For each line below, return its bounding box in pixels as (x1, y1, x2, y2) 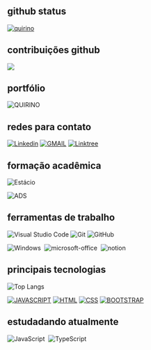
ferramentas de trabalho (7, 212, 116, 223)
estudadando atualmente (7, 316, 119, 328)
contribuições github (7, 45, 100, 56)
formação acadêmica (7, 159, 102, 171)
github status (7, 6, 67, 17)
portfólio (7, 83, 46, 95)
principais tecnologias (7, 264, 106, 276)
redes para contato (7, 121, 92, 133)
